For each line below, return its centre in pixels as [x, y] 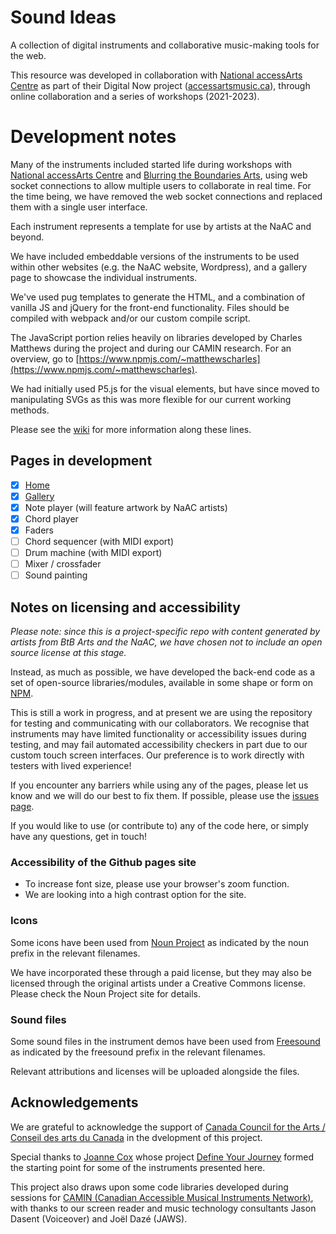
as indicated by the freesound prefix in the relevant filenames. [138, 1052]
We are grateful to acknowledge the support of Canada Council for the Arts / [168, 1127]
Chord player [51, 518]
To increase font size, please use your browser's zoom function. [157, 884]
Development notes [93, 137]
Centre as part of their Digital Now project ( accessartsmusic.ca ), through [160, 85]
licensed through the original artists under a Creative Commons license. [158, 983]
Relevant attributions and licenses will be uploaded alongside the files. [155, 1071]
